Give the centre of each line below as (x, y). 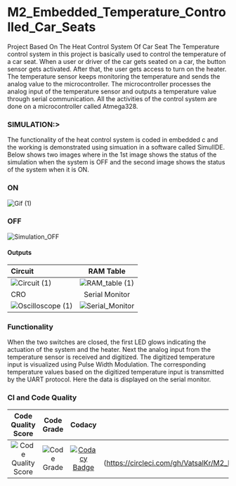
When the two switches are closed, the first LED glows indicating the (107, 342)
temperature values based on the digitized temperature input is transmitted (116, 372)
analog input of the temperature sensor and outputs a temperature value (112, 91)
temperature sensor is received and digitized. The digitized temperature (111, 357)
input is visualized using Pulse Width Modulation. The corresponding (106, 364)
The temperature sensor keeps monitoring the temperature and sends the (114, 76)
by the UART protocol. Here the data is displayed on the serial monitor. (109, 379)
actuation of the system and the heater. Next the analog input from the (109, 350)
